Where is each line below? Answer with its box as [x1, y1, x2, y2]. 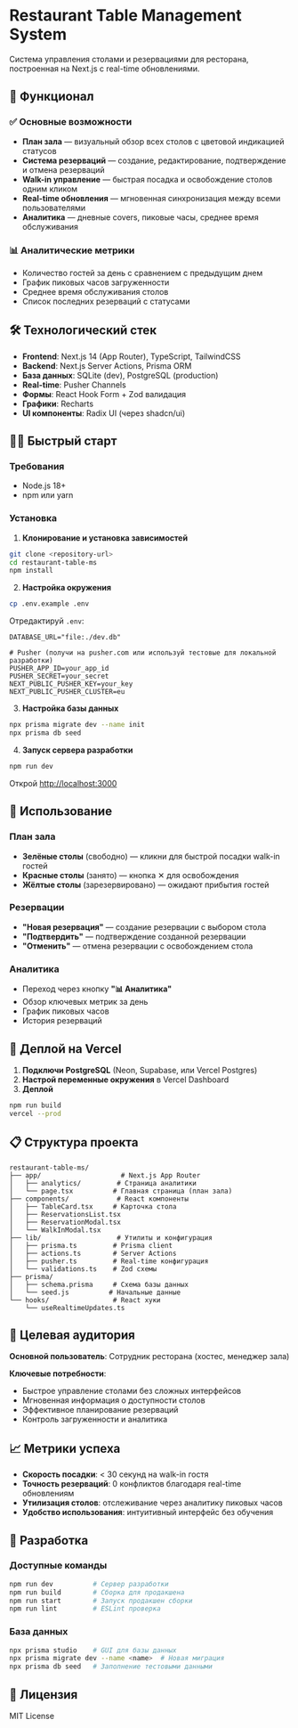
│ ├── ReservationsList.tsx [9, 1210, 122, 1219]
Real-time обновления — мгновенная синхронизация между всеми [21, 192, 281, 203]
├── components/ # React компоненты [9, 1194, 189, 1203]
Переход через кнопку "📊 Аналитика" [21, 983, 172, 994]
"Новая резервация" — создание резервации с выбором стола [21, 921, 267, 932]
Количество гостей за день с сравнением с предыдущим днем [21, 267, 263, 278]
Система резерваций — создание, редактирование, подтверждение [21, 155, 286, 166]
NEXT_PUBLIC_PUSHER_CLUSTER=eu [9, 688, 125, 697]
